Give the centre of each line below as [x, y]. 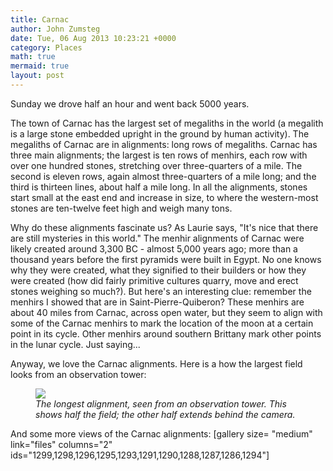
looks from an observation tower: [78, 374]
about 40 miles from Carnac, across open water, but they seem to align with [166, 312]
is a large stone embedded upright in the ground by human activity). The [160, 133]
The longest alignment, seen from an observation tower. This [161, 403]
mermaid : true [40, 66]
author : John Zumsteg [55, 29]
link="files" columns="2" [61, 444]
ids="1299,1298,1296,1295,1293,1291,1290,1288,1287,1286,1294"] [140, 455]
